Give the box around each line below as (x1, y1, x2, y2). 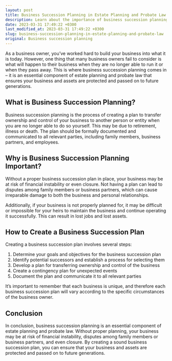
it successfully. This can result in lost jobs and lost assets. (5, 213, 128, 219)
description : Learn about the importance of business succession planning (5, 17, 168, 22)
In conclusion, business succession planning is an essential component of (5, 322, 162, 329)
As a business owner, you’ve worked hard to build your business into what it (5, 50, 166, 57)
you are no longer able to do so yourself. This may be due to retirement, (5, 122, 157, 129)
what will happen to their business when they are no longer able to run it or (5, 61, 163, 67)
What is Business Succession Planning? (5, 98, 136, 107)
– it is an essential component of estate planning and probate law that (5, 72, 152, 78)
